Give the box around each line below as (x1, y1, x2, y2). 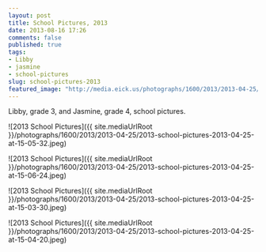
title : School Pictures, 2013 (8, 19, 108, 27)
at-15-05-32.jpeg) (8, 139, 67, 149)
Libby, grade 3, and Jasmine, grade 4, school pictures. (8, 107, 186, 116)
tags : (8, 48, 26, 56)
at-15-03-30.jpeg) (8, 203, 67, 213)
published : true (8, 41, 62, 49)
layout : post (8, 11, 51, 20)
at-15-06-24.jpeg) (8, 171, 67, 180)
